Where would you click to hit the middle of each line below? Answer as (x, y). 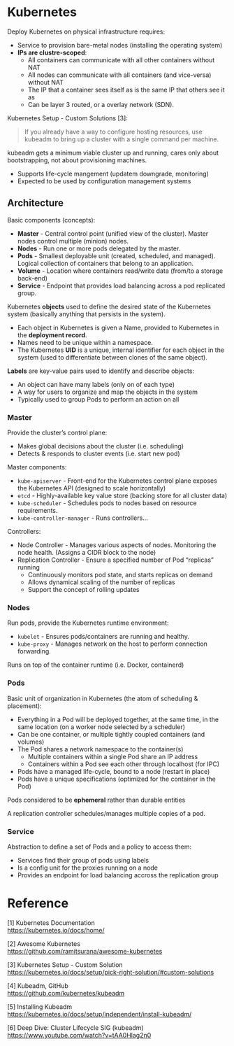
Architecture (36, 203)
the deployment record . (52, 335)
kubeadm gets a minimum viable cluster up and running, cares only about (113, 153)
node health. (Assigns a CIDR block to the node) (87, 553)
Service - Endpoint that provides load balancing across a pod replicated (121, 285)
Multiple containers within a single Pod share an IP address (113, 756)
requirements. (37, 511)
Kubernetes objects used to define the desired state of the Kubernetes (109, 306)
